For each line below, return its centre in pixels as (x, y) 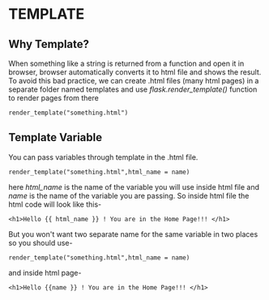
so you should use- (41, 242)
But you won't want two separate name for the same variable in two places (133, 234)
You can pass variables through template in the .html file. (103, 157)
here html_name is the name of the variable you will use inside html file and (134, 186)
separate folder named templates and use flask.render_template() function (133, 89)
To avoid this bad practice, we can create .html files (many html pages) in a (134, 81)
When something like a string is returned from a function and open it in (126, 63)
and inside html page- (45, 272)
